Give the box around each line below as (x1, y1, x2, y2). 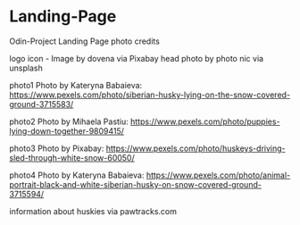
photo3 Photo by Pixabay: (9, 143, 104, 154)
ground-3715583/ (9, 98, 74, 109)
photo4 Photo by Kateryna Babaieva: (9, 170, 145, 180)
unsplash (9, 62, 43, 73)
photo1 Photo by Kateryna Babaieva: (9, 79, 143, 90)
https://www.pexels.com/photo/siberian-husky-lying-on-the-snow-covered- (9, 89, 291, 100)
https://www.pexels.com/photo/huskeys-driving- (105, 143, 286, 154)
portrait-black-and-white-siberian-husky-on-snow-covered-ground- (9, 179, 262, 189)
